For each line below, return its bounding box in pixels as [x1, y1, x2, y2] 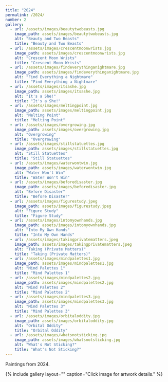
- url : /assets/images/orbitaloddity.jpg [10, 313, 100, 319]
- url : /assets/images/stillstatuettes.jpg [10, 141, 104, 147]
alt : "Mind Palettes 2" [14, 285, 66, 290]
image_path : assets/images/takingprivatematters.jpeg [14, 242, 132, 247]
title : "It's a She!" [14, 98, 61, 103]
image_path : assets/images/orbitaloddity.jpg [14, 318, 114, 323]
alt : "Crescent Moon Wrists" [14, 55, 77, 61]
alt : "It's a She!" [14, 94, 57, 99]
